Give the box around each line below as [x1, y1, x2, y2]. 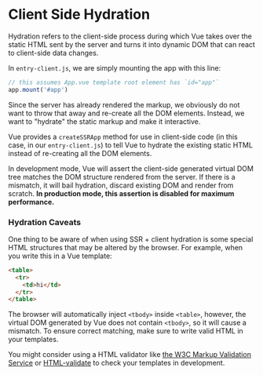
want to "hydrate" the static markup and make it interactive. [8, 116, 201, 126]
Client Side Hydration [8, 5, 151, 24]
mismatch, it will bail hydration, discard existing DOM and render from [8, 180, 234, 190]
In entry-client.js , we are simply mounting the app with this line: [8, 63, 221, 72]
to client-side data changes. [8, 48, 99, 57]
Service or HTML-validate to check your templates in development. [8, 359, 225, 368]
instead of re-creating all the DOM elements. [8, 148, 152, 158]
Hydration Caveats [8, 217, 81, 228]
